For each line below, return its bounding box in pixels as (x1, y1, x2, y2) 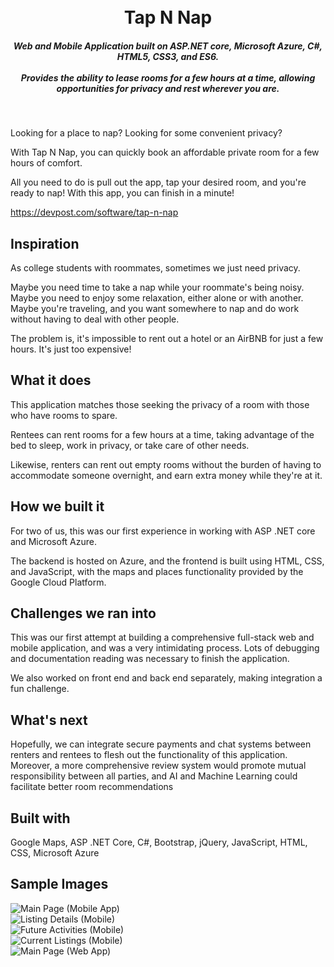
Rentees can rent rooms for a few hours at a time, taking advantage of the (10, 428, 315, 440)
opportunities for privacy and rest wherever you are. (56, 82, 280, 94)
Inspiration (10, 235, 80, 252)
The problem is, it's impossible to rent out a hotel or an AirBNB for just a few (10, 332, 324, 344)
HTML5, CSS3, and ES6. (116, 50, 220, 62)
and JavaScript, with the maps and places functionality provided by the (10, 565, 304, 577)
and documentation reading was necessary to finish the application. (10, 653, 290, 665)
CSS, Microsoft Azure (10, 847, 100, 859)
